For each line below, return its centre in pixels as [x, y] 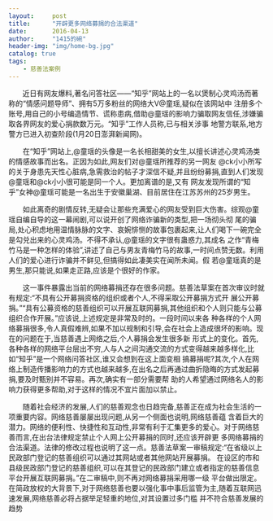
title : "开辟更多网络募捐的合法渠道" [73, 24]
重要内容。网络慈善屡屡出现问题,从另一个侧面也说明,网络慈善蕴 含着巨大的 [139, 417]
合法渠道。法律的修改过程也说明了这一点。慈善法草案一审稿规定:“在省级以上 [135, 447]
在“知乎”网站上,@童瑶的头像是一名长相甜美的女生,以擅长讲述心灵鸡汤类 [141, 151]
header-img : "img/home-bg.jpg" [61, 46]
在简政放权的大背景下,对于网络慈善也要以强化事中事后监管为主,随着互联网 [132, 488]
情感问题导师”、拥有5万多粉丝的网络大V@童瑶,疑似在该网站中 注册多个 [144, 103]
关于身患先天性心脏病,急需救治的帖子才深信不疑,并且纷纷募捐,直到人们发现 [139, 171]
